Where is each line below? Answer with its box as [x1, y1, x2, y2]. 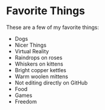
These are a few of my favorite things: [6, 24, 99, 31]
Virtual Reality [14, 47, 49, 54]
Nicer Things [14, 41, 47, 48]
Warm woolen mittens [14, 73, 68, 80]
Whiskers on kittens [14, 60, 63, 67]
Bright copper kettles [14, 66, 66, 73]
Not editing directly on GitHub [14, 79, 88, 86]
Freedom [14, 98, 37, 105]
